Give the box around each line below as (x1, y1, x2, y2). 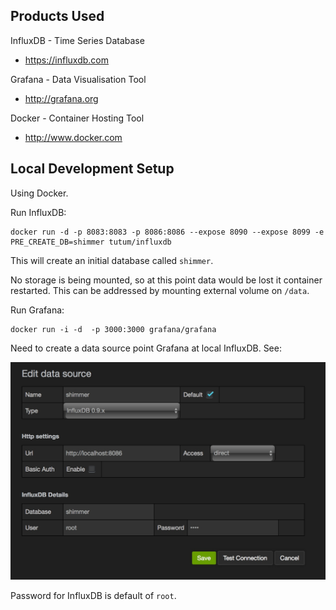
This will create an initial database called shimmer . (10, 254, 214, 266)
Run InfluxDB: (10, 206, 67, 218)
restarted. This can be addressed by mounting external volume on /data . (10, 284, 310, 296)
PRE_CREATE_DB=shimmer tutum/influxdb (10, 237, 172, 247)
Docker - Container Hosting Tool (10, 112, 145, 124)
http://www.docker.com (24, 131, 123, 143)
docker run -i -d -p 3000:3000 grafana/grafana (10, 324, 217, 334)
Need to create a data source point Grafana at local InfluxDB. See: (10, 342, 282, 354)
